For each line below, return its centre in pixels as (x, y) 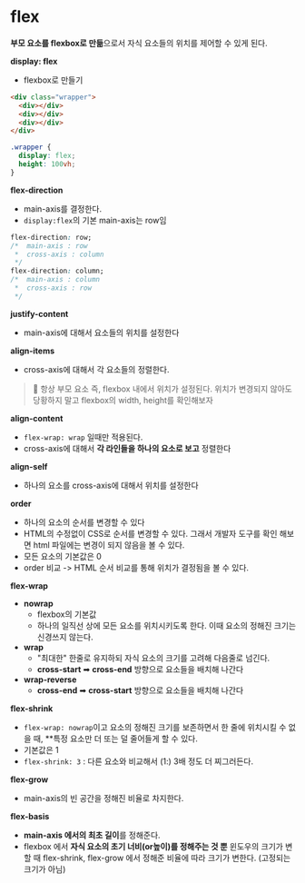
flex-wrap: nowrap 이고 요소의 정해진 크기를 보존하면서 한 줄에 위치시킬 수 (155, 727)
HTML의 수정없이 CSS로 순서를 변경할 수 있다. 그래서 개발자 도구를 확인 (150, 533)
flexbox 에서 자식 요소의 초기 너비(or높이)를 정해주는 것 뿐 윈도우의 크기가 (153, 846)
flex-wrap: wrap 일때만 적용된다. (83, 437)
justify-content (39, 313)
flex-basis (30, 816)
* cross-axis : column (59, 254)
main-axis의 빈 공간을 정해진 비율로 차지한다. (103, 798)
